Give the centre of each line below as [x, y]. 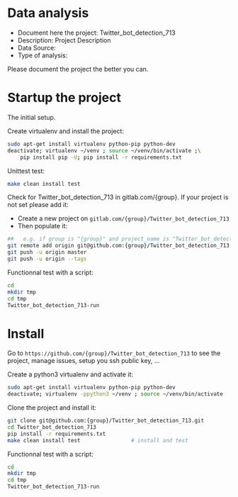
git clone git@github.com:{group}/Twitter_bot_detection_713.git [106, 421]
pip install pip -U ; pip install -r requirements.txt [101, 157]
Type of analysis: [42, 55]
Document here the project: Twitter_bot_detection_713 [96, 33]
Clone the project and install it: [52, 408]
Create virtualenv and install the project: [66, 131]
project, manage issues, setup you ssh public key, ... [84, 361]
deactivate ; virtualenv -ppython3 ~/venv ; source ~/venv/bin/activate [115, 394]
